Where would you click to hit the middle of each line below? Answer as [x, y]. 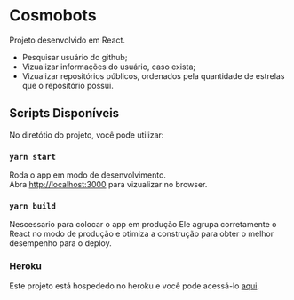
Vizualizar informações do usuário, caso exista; [109, 67]
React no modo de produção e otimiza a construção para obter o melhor [141, 234]
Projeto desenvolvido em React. [68, 40]
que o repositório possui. [68, 85]
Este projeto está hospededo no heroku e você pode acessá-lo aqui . [135, 286]
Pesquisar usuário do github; [75, 57]
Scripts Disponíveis [64, 113]
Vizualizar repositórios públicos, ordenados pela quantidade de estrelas [153, 75]
